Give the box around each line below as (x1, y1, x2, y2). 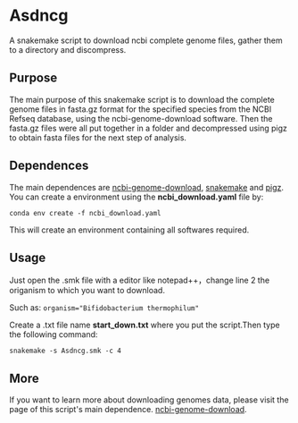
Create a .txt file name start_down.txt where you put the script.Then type (9, 319, 280, 331)
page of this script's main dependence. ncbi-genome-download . (9, 404, 247, 415)
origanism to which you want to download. (9, 285, 165, 296)
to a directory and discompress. (9, 44, 127, 55)
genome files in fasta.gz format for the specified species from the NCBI (9, 104, 272, 114)
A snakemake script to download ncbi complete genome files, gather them (9, 35, 283, 46)
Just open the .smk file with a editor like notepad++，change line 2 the (9, 275, 270, 286)
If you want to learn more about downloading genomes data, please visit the (9, 394, 289, 405)
